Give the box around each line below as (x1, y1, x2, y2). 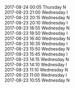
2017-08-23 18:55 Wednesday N (4, 25, 70, 31)
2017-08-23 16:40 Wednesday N (4, 35, 70, 41)
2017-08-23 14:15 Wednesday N (4, 57, 69, 62)
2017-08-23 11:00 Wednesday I (4, 72, 67, 78)
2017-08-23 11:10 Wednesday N (4, 67, 69, 73)
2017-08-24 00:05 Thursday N (4, 4, 66, 10)
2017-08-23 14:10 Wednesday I (4, 61, 67, 67)
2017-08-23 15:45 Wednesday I (4, 51, 68, 57)
